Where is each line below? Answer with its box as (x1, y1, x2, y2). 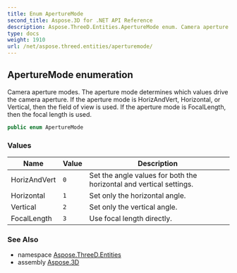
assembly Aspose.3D (17, 258, 80, 267)
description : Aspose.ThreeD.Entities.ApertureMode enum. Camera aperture (7, 23, 229, 30)
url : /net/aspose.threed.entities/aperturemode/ (7, 43, 153, 50)
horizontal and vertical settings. (89, 179, 194, 189)
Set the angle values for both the (89, 170, 197, 180)
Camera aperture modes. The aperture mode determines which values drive (7, 87, 229, 96)
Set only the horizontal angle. (89, 191, 186, 201)
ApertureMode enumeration (7, 69, 133, 81)
